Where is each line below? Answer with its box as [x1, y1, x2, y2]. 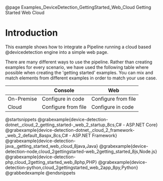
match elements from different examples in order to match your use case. [5, 75, 157, 81]
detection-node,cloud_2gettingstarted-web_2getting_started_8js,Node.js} [5, 148, 157, 154]
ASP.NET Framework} [72, 132, 117, 138]
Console [54, 86, 75, 94]
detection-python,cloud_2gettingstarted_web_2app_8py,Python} [5, 164, 138, 170]
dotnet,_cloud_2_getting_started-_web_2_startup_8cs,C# [5, 122, 122, 128]
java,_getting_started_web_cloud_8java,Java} [5, 143, 99, 149]
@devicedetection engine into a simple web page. [5, 49, 109, 55]
